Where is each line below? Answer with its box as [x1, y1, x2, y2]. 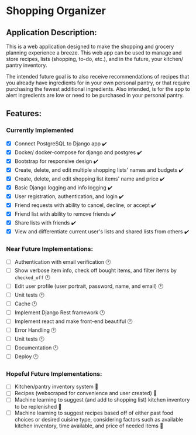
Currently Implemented [6, 126, 74, 134]
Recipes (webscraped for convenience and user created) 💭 [14, 390, 157, 397]
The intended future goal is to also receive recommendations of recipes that [6, 73, 190, 80]
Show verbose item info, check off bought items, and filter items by [14, 267, 177, 274]
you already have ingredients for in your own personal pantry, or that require [6, 79, 190, 86]
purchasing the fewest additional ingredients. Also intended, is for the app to [6, 86, 190, 92]
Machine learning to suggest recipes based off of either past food [14, 409, 174, 416]
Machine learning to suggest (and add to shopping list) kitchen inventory [14, 396, 190, 403]
